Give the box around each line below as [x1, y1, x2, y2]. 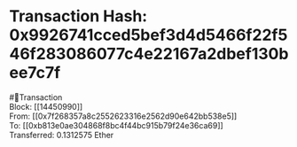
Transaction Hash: [9, 6, 148, 27]
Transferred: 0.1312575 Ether [9, 129, 114, 140]
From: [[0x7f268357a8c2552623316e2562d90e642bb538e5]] [9, 111, 238, 121]
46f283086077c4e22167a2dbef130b [9, 44, 289, 64]
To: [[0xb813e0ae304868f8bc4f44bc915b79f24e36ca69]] [9, 120, 223, 130]
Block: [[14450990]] [9, 101, 83, 112]
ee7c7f [9, 63, 61, 83]
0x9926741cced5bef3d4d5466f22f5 [9, 25, 288, 45]
